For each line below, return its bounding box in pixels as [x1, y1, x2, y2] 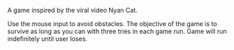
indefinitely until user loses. [7, 35, 88, 43]
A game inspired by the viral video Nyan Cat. [7, 6, 138, 14]
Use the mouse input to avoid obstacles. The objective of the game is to [7, 20, 218, 27]
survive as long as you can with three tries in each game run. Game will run [7, 27, 227, 35]
